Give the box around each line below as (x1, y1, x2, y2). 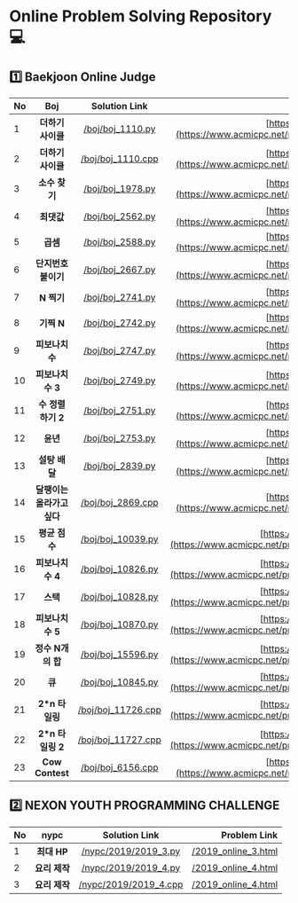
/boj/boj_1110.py (83, 122, 156, 135)
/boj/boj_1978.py (83, 183, 156, 194)
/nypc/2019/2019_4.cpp (78, 878, 184, 891)
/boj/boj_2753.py (83, 432, 156, 444)
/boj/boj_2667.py (83, 263, 156, 276)
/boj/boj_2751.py (83, 404, 156, 416)
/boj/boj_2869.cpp (80, 497, 159, 508)
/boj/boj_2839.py (83, 459, 156, 472)
